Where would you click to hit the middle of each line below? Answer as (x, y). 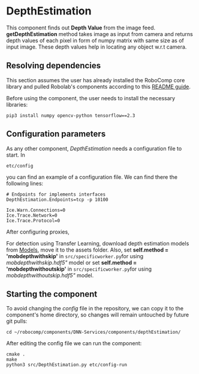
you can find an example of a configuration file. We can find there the (92, 177)
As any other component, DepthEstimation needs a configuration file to (94, 148)
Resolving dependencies (53, 66)
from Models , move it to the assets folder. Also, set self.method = (88, 250)
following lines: (25, 183)
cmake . (16, 354)
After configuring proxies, (38, 232)
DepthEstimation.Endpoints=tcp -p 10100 (58, 199)
